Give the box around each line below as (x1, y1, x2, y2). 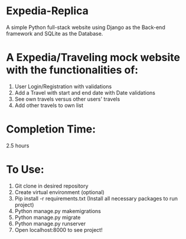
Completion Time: (6, 122, 96, 136)
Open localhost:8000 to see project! (14, 226, 103, 233)
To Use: (6, 163, 44, 176)
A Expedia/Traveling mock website (6, 51, 181, 64)
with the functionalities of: (6, 63, 139, 77)
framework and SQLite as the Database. (6, 30, 103, 37)
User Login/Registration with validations (14, 83, 112, 90)
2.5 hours (6, 142, 30, 149)
